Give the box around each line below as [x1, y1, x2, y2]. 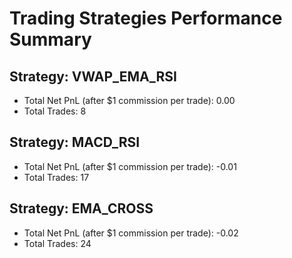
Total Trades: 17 [23, 171, 90, 183]
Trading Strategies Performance [9, 7, 283, 30]
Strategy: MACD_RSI [9, 134, 141, 151]
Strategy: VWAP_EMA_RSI [9, 68, 177, 85]
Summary [9, 28, 92, 51]
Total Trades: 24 [23, 237, 92, 249]
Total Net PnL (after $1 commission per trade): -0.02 [23, 227, 239, 239]
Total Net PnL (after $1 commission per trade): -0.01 [23, 160, 237, 172]
